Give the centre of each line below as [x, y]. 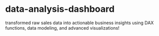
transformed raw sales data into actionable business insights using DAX [79, 23]
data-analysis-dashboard [60, 9]
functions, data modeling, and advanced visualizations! [62, 28]
